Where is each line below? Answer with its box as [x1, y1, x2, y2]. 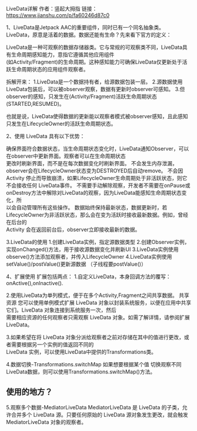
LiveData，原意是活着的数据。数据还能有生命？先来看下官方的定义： [6, 31, 172, 38]
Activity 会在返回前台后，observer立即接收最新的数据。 [6, 226, 141, 233]
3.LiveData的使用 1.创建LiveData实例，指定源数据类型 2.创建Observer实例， [6, 239, 190, 245]
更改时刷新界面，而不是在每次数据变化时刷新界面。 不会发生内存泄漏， [6, 160, 178, 166]
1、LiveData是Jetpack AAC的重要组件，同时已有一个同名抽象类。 [6, 24, 165, 31]
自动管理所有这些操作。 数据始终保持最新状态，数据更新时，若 [16, 204, 168, 211]
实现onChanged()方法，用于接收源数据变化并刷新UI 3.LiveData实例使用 [6, 246, 179, 253]
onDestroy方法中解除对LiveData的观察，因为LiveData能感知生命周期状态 [6, 189, 182, 196]
